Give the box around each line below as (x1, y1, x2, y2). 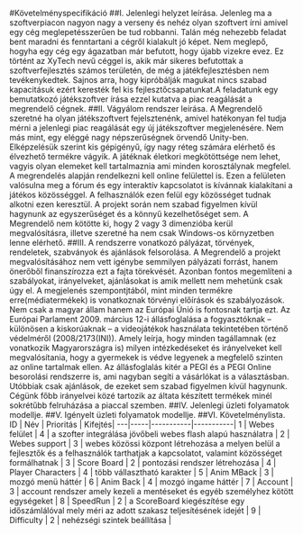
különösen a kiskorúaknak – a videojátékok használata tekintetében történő (9, 323, 289, 334)
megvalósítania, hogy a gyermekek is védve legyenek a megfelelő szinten (9, 352, 283, 363)
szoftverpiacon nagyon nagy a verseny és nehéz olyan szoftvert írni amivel (9, 17, 289, 28)
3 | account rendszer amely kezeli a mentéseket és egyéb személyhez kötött (9, 486, 294, 496)
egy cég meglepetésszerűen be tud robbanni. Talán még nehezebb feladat (9, 27, 287, 37)
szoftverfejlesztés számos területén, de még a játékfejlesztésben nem (9, 65, 270, 76)
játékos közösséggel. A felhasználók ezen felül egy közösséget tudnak (9, 189, 272, 200)
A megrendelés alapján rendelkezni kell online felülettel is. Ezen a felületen (9, 170, 286, 181)
